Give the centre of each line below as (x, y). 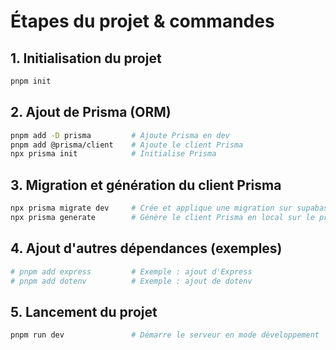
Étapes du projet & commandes (142, 21)
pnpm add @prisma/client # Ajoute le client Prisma (127, 145)
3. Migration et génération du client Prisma (146, 185)
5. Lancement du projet (84, 311)
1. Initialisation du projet (86, 58)
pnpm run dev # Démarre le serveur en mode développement (165, 335)
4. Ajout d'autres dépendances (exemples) (146, 248)
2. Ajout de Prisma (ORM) (91, 112)
